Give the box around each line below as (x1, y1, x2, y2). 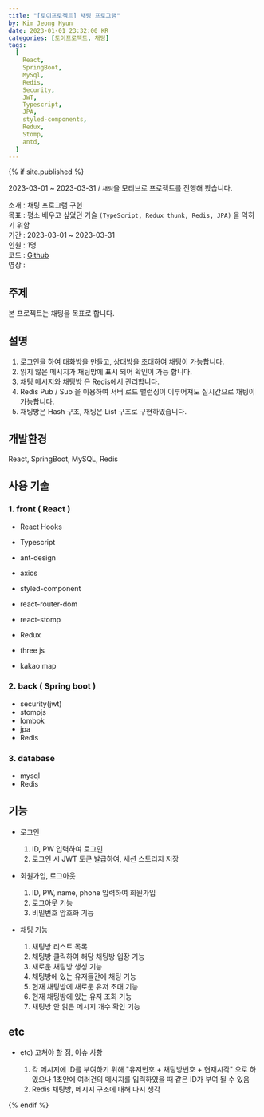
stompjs (19, 707, 46, 716)
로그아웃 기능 (31, 898, 73, 907)
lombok (19, 716, 45, 725)
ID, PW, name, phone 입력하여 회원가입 (31, 887, 156, 898)
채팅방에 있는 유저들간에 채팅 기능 (31, 971, 137, 981)
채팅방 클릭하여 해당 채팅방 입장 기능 (31, 951, 145, 961)
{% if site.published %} (8, 167, 85, 176)
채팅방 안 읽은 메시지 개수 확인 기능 (31, 1001, 141, 1011)
